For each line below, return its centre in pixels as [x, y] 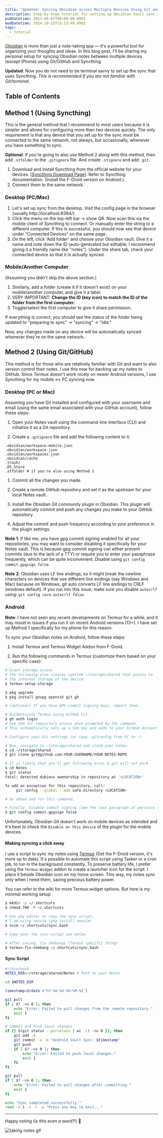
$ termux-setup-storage [29, 684]
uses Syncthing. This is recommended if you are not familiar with [70, 76]
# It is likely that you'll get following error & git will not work [77, 763]
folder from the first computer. [43, 302]
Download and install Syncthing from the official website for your [77, 169]
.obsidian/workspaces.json [32, 454]
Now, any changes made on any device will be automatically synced [73, 331]
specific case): [27, 661]
